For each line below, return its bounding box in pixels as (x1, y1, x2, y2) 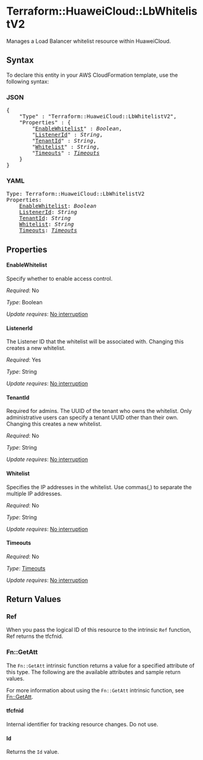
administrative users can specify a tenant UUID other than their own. (6, 414, 179, 421)
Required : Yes (6, 356, 41, 364)
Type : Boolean (6, 298, 43, 306)
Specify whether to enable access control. (6, 274, 113, 282)
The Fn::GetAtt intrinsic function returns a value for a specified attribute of (6, 662, 195, 669)
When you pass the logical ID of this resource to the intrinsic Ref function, (6, 626, 191, 634)
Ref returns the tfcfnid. (6, 633, 63, 640)
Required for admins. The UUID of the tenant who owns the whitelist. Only (6, 407, 192, 415)
